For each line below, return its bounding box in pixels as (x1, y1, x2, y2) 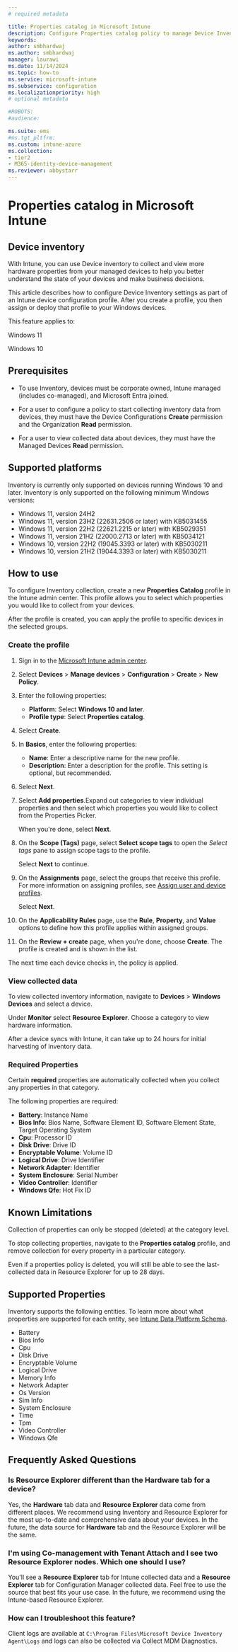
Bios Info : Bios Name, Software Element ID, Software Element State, (18, 1118, 216, 1127)
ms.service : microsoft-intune (8, 76, 97, 83)
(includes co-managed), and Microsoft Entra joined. (18, 391, 169, 400)
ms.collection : (8, 147, 53, 154)
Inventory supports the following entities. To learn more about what (8, 1307, 204, 1315)
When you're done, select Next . (18, 825, 112, 833)
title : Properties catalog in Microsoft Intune (8, 23, 151, 30)
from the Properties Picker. (18, 811, 97, 820)
